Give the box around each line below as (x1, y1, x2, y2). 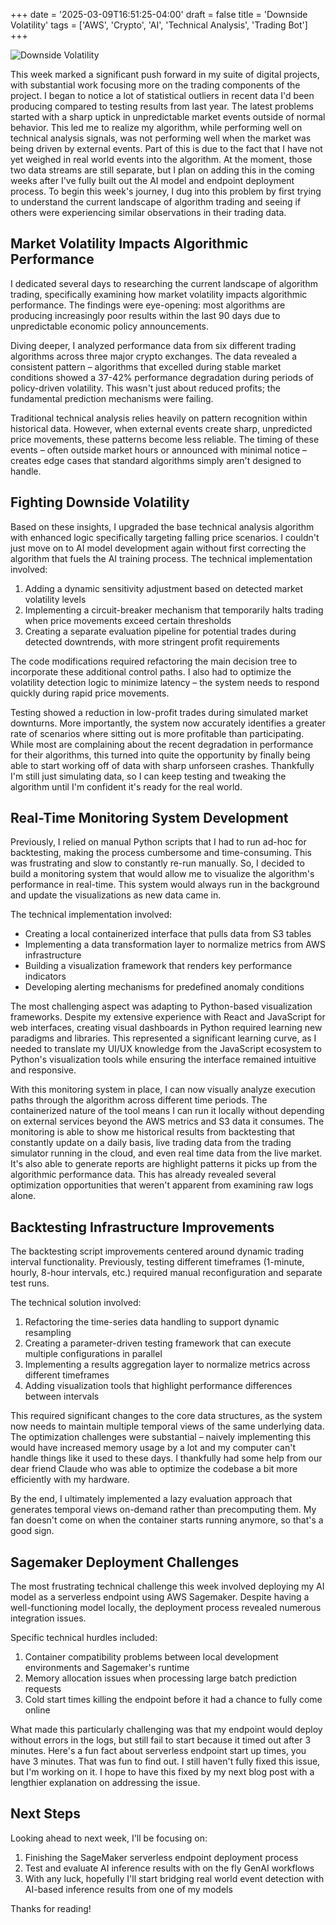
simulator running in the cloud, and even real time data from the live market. (10, 1147, 323, 1159)
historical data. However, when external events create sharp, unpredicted (10, 422, 313, 434)
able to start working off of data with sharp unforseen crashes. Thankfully (10, 759, 315, 771)
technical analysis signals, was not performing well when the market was (10, 132, 312, 144)
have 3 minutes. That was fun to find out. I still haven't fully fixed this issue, (10, 1755, 321, 1768)
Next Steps (10, 1805, 81, 1823)
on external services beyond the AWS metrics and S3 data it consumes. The (10, 1115, 325, 1128)
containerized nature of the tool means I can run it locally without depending (10, 1105, 325, 1117)
